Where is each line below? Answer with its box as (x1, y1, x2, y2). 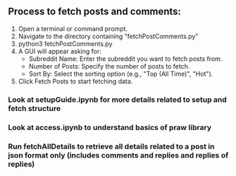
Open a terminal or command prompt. (18, 24, 128, 33)
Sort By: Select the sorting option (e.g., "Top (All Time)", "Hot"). (28, 69, 213, 78)
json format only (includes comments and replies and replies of (8, 150, 229, 160)
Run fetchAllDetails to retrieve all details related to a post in (8, 141, 215, 151)
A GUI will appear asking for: (18, 47, 101, 55)
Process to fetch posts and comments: (8, 6, 182, 18)
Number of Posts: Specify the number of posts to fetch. (28, 61, 190, 70)
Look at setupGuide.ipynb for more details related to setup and (8, 95, 228, 105)
